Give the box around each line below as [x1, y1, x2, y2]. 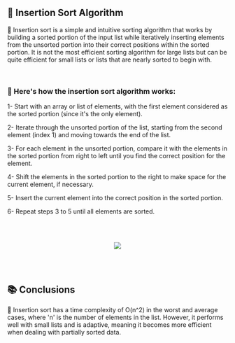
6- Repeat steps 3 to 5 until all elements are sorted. [7, 207, 155, 216]
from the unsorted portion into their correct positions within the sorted [7, 40, 210, 49]
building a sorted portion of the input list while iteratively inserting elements [7, 33, 225, 41]
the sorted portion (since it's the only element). [7, 110, 143, 118]
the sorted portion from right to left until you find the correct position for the [7, 152, 226, 160]
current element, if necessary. [7, 180, 94, 189]
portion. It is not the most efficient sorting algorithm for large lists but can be [7, 48, 227, 56]
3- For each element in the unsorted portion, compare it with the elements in [7, 144, 227, 153]
